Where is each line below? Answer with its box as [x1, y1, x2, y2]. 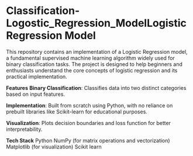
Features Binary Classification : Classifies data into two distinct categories [6, 84, 187, 91]
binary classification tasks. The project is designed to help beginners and [6, 60, 182, 68]
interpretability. [6, 126, 43, 133]
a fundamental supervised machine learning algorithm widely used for [6, 54, 175, 61]
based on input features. [6, 91, 66, 98]
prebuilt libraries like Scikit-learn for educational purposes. [6, 108, 148, 115]
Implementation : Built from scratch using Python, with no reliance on [6, 102, 173, 109]
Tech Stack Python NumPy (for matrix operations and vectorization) [6, 137, 171, 144]
